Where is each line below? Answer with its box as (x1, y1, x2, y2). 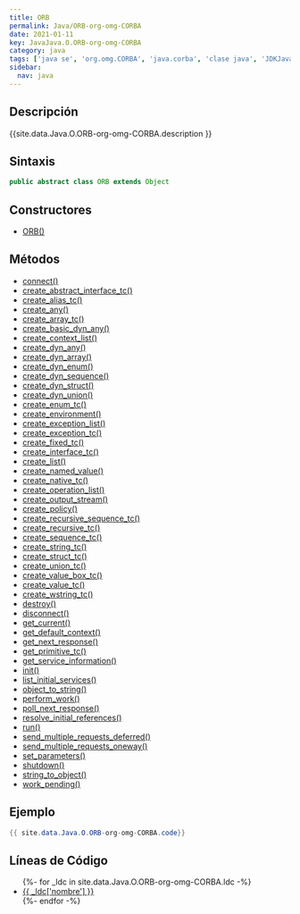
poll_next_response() (21, 702, 100, 713)
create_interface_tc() (21, 446, 100, 457)
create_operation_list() (21, 484, 105, 495)
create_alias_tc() (21, 294, 83, 305)
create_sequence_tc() (21, 532, 103, 542)
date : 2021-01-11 (9, 29, 74, 38)
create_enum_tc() (21, 398, 87, 409)
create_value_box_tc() (21, 569, 103, 581)
